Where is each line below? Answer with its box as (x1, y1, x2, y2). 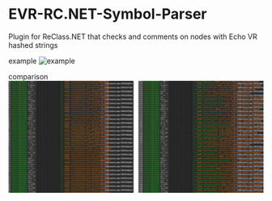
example (8, 56, 37, 66)
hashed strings (8, 40, 58, 49)
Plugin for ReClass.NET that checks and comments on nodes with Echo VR (8, 32, 257, 41)
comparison (8, 71, 49, 81)
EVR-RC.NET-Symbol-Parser (8, 5, 207, 24)
